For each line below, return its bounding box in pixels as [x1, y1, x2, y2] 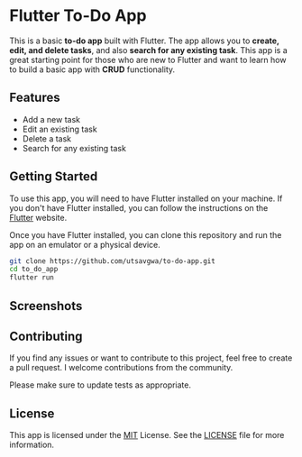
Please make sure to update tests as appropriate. [9, 379, 192, 390]
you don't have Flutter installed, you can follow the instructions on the [9, 202, 269, 213]
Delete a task [22, 133, 72, 144]
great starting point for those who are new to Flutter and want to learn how [9, 54, 287, 65]
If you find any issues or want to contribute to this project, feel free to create [9, 352, 293, 363]
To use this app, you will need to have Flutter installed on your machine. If [9, 193, 283, 204]
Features [9, 90, 60, 105]
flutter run [9, 273, 54, 282]
